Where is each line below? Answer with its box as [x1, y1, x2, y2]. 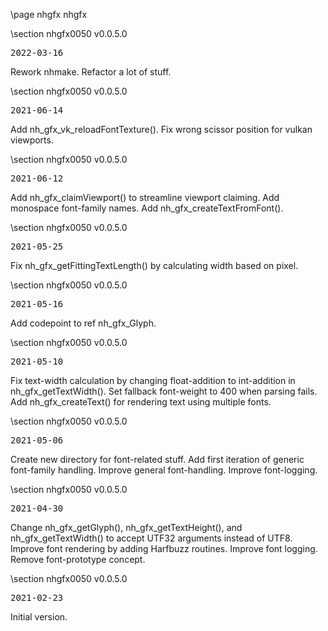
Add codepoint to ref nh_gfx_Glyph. [10, 317, 157, 329]
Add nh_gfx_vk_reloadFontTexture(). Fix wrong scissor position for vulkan [10, 124, 313, 135]
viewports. [10, 134, 54, 146]
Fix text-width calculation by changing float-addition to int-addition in [10, 375, 296, 386]
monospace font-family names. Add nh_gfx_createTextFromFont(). [10, 202, 284, 214]
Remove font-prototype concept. [10, 554, 146, 565]
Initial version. [10, 611, 68, 623]
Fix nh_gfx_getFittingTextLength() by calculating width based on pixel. [10, 260, 299, 271]
